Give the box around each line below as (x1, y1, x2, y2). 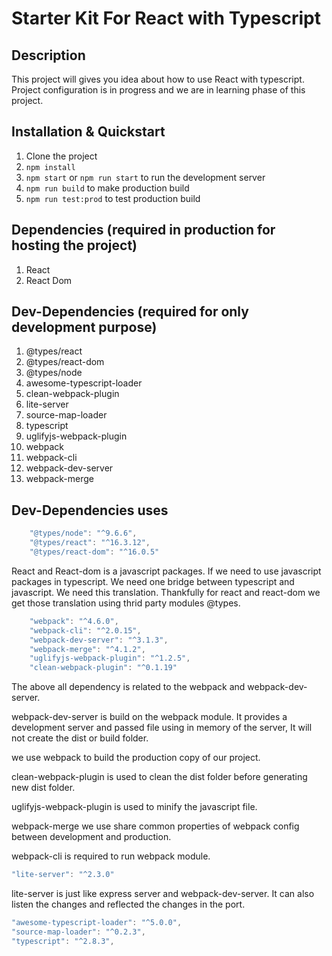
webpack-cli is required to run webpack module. (11, 850, 211, 862)
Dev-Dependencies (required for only (11, 303, 249, 321)
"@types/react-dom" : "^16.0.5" (29, 547, 160, 557)
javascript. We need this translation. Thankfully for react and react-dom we (11, 586, 321, 598)
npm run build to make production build (25, 182, 190, 194)
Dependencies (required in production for (11, 222, 276, 239)
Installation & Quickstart (11, 123, 166, 141)
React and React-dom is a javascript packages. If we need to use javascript (11, 565, 322, 577)
